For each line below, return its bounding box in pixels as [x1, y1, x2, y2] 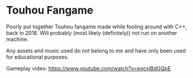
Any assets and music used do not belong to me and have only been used [6, 47, 186, 54]
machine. [6, 35, 29, 43]
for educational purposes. [6, 53, 69, 60]
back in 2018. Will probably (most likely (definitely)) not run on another [6, 29, 178, 36]
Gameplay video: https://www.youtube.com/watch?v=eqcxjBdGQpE [6, 64, 171, 71]
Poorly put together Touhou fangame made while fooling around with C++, [6, 23, 188, 30]
